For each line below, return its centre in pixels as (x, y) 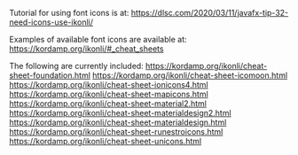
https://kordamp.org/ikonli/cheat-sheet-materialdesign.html (118, 122)
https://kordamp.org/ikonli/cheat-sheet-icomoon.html (190, 75)
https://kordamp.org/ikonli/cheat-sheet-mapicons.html (109, 94)
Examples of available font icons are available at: (98, 39)
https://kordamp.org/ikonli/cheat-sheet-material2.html (108, 104)
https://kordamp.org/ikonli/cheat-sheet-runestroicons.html (116, 132)
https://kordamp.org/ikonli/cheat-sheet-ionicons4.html (109, 85)
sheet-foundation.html (50, 75)
